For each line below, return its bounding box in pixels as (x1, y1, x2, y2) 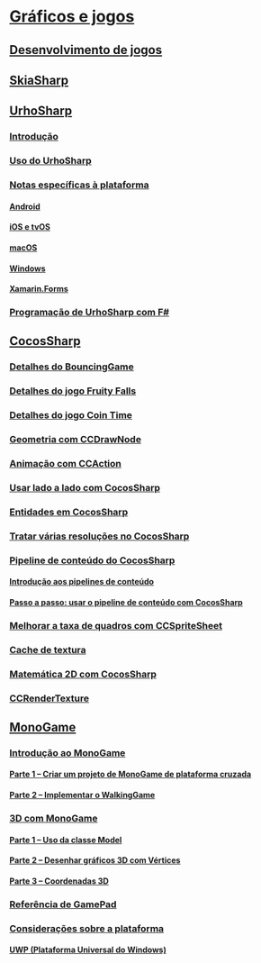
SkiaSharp (9, 72, 69, 87)
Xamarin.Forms (9, 284, 69, 295)
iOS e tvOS (9, 222, 51, 232)
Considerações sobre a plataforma (9, 922, 165, 934)
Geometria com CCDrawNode (9, 433, 142, 446)
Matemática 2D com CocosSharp (9, 668, 157, 680)
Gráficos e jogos (9, 6, 135, 27)
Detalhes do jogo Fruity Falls (9, 385, 137, 397)
